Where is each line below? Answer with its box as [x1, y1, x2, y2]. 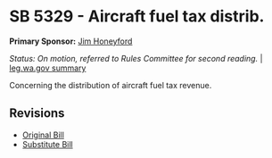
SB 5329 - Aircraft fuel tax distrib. [9, 6, 265, 27]
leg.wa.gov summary [9, 62, 87, 73]
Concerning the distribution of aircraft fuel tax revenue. [9, 79, 212, 90]
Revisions [9, 105, 65, 121]
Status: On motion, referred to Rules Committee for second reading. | [9, 53, 263, 63]
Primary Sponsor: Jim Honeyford [9, 36, 133, 46]
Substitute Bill [21, 138, 73, 149]
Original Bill [21, 129, 65, 140]
